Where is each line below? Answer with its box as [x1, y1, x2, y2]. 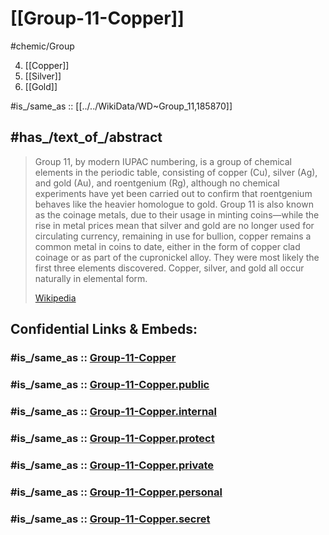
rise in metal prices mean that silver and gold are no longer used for [34, 219, 315, 231]
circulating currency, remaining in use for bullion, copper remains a [34, 230, 312, 242]
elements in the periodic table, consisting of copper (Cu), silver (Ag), [34, 166, 318, 178]
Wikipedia [34, 292, 77, 304]
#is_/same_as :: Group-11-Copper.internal [10, 404, 217, 418]
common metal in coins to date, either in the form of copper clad [34, 240, 301, 252]
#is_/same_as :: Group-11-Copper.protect [10, 431, 215, 445]
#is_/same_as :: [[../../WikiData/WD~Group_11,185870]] [10, 100, 233, 112]
